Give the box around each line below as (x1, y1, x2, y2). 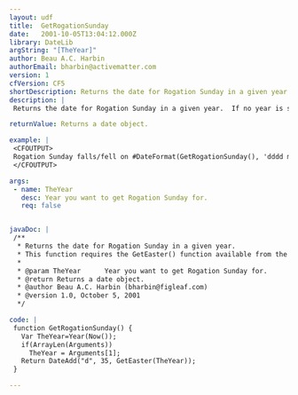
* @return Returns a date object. (17, 274, 145, 284)
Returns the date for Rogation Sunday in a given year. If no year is (12, 104, 284, 113)
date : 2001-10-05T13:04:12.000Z (9, 29, 137, 38)
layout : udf (9, 12, 53, 22)
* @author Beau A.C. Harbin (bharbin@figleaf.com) (17, 283, 208, 292)
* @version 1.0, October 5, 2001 (17, 291, 141, 300)
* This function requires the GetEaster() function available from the (17, 249, 288, 258)
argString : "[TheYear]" (9, 46, 98, 55)
